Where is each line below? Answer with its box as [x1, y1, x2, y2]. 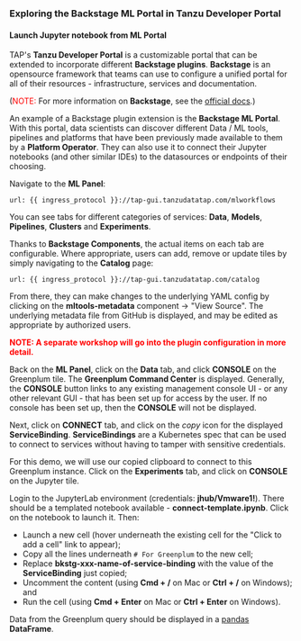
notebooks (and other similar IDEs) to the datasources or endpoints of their [9, 151, 288, 162]
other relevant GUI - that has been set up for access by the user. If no [9, 393, 268, 403]
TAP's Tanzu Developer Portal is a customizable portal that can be [9, 50, 258, 60]
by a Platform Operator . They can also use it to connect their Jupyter [9, 142, 268, 153]
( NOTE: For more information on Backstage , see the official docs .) [9, 95, 256, 106]
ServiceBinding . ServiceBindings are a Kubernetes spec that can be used [9, 429, 287, 440]
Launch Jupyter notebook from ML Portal [9, 30, 167, 41]
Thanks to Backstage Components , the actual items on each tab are [9, 239, 264, 249]
